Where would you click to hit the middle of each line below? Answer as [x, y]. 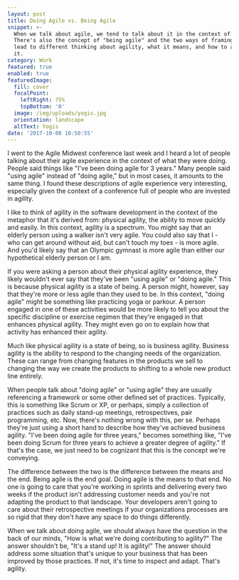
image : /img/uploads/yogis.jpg [60, 113]
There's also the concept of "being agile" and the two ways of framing [124, 41]
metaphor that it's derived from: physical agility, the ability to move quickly [117, 220]
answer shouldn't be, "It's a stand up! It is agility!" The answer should [109, 546]
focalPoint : [32, 93]
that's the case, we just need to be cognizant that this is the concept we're [117, 450]
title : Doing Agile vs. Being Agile [62, 21]
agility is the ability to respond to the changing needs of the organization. [115, 354]
